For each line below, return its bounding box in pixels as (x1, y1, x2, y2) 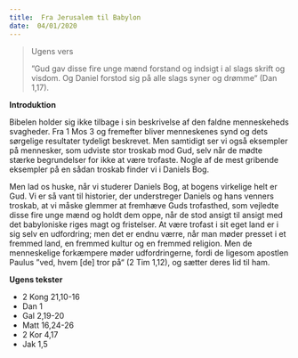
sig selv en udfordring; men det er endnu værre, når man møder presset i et (9, 228, 286, 239)
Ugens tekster (9, 273, 63, 285)
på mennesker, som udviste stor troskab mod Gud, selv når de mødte (9, 144, 263, 156)
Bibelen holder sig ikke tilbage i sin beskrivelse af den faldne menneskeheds (9, 117, 289, 127)
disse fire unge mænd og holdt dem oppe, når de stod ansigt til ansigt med (9, 209, 283, 220)
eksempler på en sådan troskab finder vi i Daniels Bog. (9, 164, 210, 175)
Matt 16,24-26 (21, 320, 74, 330)
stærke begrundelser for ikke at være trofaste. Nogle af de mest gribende (9, 154, 278, 165)
